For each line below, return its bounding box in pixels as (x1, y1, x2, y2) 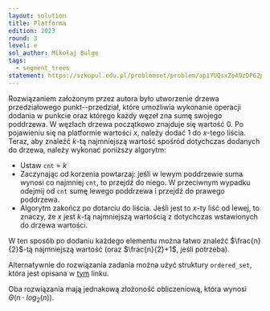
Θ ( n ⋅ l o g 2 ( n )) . (8, 293, 55, 304)
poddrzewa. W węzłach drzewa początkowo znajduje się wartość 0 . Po (8, 119, 243, 129)
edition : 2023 (8, 27, 56, 35)
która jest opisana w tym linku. (8, 268, 110, 278)
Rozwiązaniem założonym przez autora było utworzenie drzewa (8, 93, 219, 103)
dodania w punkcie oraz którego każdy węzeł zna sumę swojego (8, 110, 223, 121)
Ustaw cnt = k (19, 160, 67, 170)
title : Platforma (8, 19, 67, 27)
